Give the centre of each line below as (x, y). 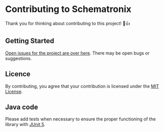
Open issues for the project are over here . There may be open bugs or (77, 53)
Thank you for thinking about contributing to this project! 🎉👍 (67, 23)
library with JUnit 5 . (25, 124)
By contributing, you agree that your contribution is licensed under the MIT (82, 86)
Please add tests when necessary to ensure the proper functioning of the (80, 119)
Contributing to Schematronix (68, 9)
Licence (18, 74)
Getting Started (30, 41)
